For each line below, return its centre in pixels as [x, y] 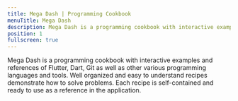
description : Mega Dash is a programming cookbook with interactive [110, 27]
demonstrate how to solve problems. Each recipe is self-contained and [110, 83]
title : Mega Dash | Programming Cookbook [69, 14]
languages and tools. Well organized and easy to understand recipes [107, 76]
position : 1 [25, 34]
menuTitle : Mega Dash [39, 20]
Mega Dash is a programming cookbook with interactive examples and [110, 60]
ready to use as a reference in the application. [74, 90]
